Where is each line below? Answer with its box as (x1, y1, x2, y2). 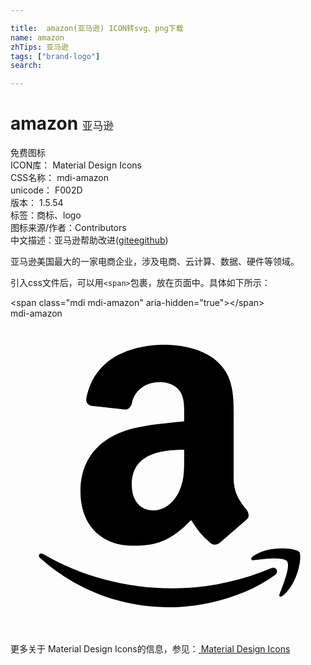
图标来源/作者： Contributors (10, 222, 127, 234)
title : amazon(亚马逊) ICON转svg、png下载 (10, 23, 184, 33)
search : (10, 61, 43, 71)
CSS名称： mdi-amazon (10, 172, 109, 184)
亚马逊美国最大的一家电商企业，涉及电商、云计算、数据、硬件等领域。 (10, 256, 300, 268)
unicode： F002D (10, 184, 83, 196)
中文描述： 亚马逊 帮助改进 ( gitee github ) (10, 234, 169, 246)
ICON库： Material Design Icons (10, 159, 142, 171)
